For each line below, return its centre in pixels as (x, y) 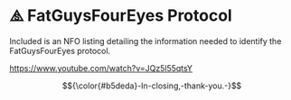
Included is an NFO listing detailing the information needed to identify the (145, 41)
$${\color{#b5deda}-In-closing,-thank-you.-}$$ (152, 86)
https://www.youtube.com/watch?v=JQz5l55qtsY (101, 68)
